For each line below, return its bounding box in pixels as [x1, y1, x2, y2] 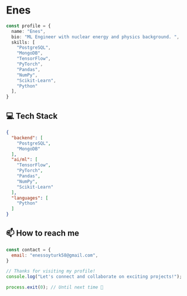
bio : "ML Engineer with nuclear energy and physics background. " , [11, 33, 180, 40]
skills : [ [11, 39, 35, 45]
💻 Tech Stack [6, 111, 58, 121]
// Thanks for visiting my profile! [6, 268, 96, 274]
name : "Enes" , [11, 28, 46, 34]
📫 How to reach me [6, 228, 80, 238]
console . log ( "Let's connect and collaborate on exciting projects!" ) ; [6, 274, 182, 280]
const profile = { [6, 23, 51, 29]
